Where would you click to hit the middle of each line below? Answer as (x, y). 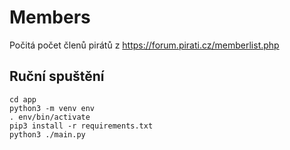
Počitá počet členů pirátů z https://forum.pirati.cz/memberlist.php (144, 45)
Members (50, 17)
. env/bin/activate (50, 117)
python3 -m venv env (52, 108)
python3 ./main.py (47, 134)
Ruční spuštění (57, 76)
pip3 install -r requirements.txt (81, 126)
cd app (23, 99)
